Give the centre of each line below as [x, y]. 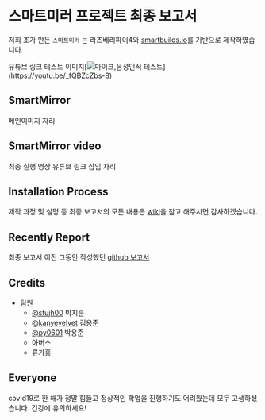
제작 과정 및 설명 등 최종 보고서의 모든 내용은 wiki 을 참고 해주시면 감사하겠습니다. [133, 212]
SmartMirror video [55, 146]
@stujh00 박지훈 [58, 313]
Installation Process [58, 191]
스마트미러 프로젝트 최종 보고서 [103, 16]
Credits [27, 283]
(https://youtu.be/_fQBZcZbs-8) [60, 75]
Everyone [33, 378]
